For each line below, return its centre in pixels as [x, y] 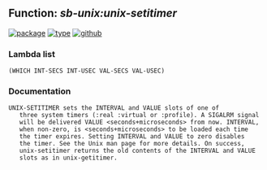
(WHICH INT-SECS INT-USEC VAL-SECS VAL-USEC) [86, 71]
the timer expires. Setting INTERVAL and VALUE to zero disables [132, 137]
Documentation [40, 91]
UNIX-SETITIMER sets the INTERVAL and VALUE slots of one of [114, 108]
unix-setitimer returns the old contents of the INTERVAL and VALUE [137, 151]
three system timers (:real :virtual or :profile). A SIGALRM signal [139, 116]
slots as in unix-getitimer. [68, 158]
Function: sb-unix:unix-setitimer [93, 13]
